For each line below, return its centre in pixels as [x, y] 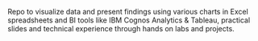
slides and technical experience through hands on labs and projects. [121, 29]
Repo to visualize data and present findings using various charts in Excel [128, 12]
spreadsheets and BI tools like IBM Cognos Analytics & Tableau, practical [129, 20]
